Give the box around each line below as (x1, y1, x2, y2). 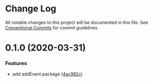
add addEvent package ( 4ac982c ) (12, 71, 83, 77)
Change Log (5, 3, 56, 14)
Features (5, 60, 27, 67)
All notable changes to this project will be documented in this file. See (5, 19, 149, 25)
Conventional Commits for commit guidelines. (5, 24, 99, 30)
